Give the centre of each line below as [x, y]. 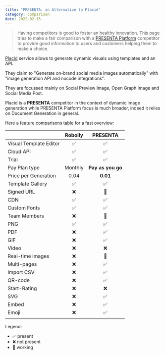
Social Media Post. [24, 93]
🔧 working [23, 348]
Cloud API [19, 152]
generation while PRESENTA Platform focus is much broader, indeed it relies [83, 108]
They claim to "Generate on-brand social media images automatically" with [82, 73]
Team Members [26, 216]
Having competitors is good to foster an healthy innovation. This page [88, 33]
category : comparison [27, 14]
